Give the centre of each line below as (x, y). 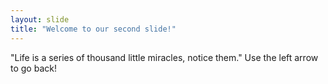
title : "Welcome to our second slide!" (93, 29)
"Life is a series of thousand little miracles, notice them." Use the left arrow (164, 57)
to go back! (33, 68)
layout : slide (40, 19)
